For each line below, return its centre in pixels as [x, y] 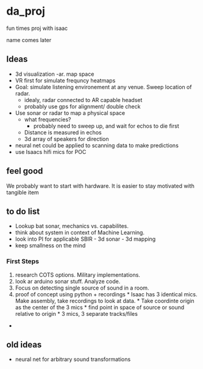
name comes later [29, 40]
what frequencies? [48, 119]
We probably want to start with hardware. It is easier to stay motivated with [101, 186]
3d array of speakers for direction [66, 139]
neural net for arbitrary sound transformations [73, 359]
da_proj [26, 11]
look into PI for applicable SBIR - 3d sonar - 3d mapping [85, 239]
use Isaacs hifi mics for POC [51, 152]
